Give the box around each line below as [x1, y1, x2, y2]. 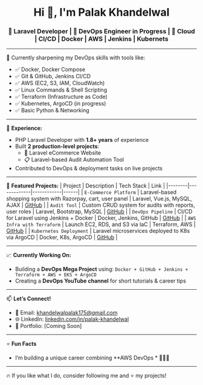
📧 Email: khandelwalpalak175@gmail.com [14, 309, 118, 316]
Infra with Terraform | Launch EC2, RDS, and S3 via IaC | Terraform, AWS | [6, 221, 196, 228]
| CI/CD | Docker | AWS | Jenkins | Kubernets [34, 35, 169, 43]
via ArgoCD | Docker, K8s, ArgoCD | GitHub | [6, 233, 118, 241]
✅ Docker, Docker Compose [14, 66, 86, 73]
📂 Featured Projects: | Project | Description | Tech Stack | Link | [6, 182, 165, 190]
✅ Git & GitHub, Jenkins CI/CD [14, 73, 91, 80]
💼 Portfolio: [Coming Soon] [14, 323, 82, 330]
